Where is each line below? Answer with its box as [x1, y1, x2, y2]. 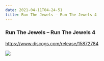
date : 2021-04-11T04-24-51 [5, 7, 63, 13]
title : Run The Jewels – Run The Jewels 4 [5, 12, 97, 17]
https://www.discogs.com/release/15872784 [5, 40, 99, 46]
